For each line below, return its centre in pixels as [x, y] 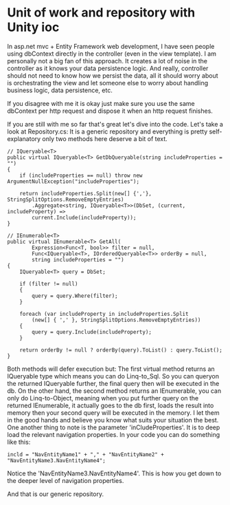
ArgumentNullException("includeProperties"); [73, 181]
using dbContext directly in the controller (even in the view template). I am [112, 54]
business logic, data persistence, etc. [60, 90]
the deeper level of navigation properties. [66, 480]
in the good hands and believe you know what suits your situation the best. [113, 420]
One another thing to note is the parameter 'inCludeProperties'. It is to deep [114, 427]
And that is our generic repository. [56, 494]
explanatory [24, 138]
